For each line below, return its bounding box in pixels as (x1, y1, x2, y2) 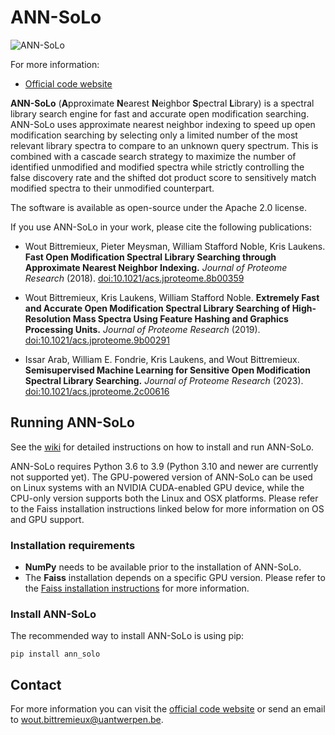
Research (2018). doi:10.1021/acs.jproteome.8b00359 (24, 272, 245, 284)
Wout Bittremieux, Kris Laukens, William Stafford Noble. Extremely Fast (24, 291, 320, 303)
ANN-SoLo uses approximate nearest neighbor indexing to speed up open (10, 118, 316, 130)
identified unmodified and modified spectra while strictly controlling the (10, 161, 305, 173)
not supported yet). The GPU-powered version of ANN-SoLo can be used (10, 471, 313, 483)
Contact (10, 676, 62, 693)
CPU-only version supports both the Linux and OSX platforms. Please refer (10, 492, 319, 504)
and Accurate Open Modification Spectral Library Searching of (24, 302, 291, 314)
